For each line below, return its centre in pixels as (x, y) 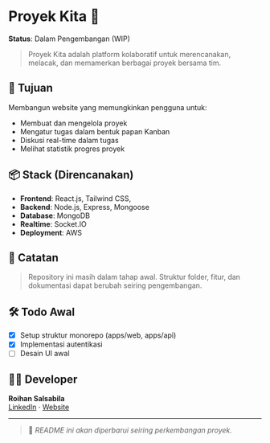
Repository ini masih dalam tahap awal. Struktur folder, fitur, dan (134, 277)
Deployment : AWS (51, 232)
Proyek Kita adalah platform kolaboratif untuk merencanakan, (129, 54)
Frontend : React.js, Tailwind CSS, (76, 198)
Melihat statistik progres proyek (72, 149)
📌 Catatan (33, 258)
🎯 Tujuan (31, 88)
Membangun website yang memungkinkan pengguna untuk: (108, 107)
